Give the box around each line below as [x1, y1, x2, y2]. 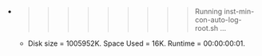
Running [194, 7, 223, 16]
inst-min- [223, 7, 255, 16]
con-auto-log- [194, 15, 242, 24]
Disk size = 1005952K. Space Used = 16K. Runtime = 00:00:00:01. [27, 39, 246, 48]
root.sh [194, 24, 219, 32]
